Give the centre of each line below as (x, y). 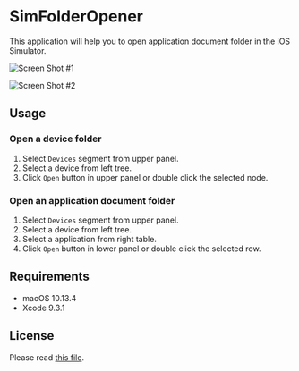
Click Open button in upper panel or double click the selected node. (145, 177)
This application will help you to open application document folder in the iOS (150, 41)
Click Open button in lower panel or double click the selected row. (141, 249)
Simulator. (28, 50)
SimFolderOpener (77, 17)
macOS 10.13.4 (49, 298)
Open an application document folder (92, 200)
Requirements (49, 277)
